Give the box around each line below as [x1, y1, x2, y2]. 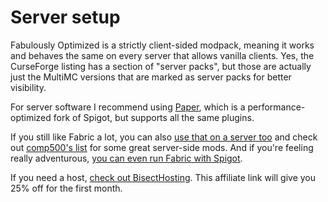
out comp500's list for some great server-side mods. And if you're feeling [10, 141, 314, 153]
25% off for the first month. [10, 182, 123, 194]
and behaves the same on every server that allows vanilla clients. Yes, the [10, 49, 315, 61]
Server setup [10, 6, 121, 29]
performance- [247, 101, 306, 113]
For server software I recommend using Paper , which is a [10, 101, 246, 113]
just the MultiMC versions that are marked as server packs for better [10, 71, 292, 83]
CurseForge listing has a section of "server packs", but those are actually [10, 60, 312, 72]
